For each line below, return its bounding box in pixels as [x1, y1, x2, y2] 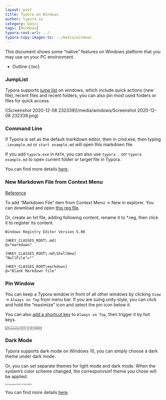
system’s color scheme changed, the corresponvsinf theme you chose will [5, 368, 157, 374]
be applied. [5, 374, 28, 380]
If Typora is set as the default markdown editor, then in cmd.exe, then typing [5, 136, 161, 142]
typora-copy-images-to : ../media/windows [5, 35, 92, 40]
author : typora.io [5, 16, 43, 21]
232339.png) [11, 113, 39, 119]
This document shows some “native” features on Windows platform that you [5, 48, 161, 55]
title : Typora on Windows [5, 12, 58, 17]
